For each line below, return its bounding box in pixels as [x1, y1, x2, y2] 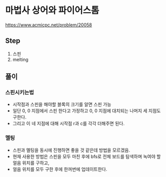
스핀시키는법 [5, 89, 34, 96]
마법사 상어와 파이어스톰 [5, 5, 100, 16]
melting [12, 56, 29, 63]
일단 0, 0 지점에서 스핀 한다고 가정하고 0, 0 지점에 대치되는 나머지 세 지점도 [12, 108, 161, 114]
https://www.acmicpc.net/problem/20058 [5, 21, 92, 28]
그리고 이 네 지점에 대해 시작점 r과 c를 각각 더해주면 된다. [12, 121, 125, 127]
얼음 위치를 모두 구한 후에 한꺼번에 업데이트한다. [12, 166, 107, 172]
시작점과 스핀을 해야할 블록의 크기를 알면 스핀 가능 [12, 101, 111, 107]
